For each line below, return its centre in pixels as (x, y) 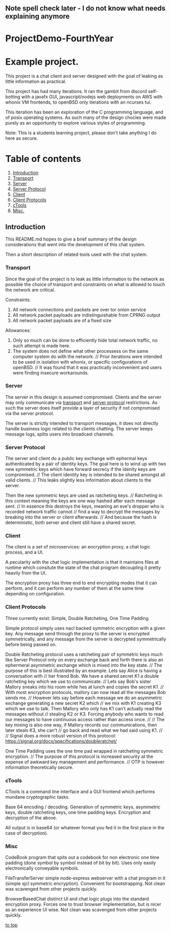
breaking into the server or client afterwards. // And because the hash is (81, 517)
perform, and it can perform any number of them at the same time (75, 588)
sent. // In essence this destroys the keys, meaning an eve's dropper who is (85, 506)
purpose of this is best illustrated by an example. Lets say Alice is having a (83, 671)
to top (11, 925)
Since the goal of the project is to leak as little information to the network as (85, 279)
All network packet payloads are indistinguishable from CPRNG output (87, 315)
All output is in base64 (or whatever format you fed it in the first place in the (85, 828)
